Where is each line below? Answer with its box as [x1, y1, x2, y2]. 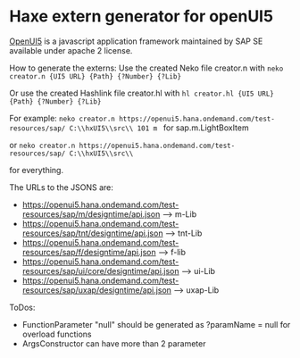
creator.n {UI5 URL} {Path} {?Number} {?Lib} [9, 71, 181, 81]
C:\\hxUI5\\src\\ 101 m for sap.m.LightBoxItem [69, 122, 249, 133]
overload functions [21, 329, 92, 339]
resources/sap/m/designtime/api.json [21, 208, 161, 220]
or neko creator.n [9, 139, 76, 150]
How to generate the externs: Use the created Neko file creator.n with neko [9, 62, 284, 73]
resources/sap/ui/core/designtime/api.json [21, 265, 180, 276]
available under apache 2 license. [9, 45, 133, 55]
